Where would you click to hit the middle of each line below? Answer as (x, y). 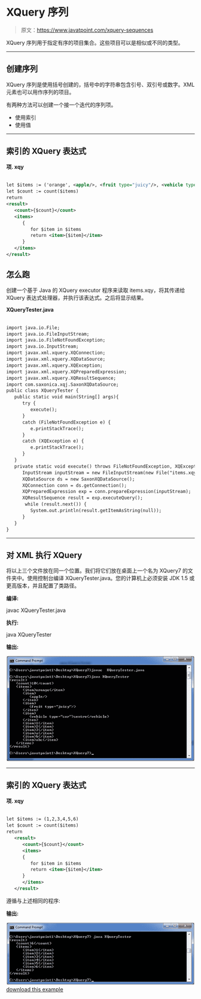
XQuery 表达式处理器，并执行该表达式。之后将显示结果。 (77, 297)
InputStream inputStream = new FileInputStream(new (88, 473)
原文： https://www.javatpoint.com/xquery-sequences (87, 30)
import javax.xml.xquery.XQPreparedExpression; (67, 371)
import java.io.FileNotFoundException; (56, 340)
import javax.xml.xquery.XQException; (54, 366)
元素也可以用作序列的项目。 (40, 92)
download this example (35, 989)
